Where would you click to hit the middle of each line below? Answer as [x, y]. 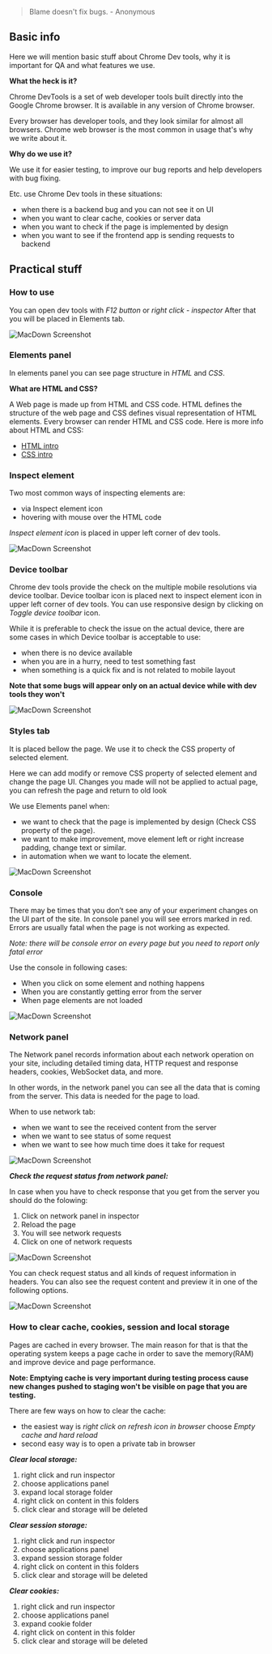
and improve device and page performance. [83, 1362]
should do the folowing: [49, 1201]
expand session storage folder [72, 1558]
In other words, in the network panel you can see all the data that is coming [135, 1087]
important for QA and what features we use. [82, 65]
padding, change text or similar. [74, 847]
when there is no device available [76, 653]
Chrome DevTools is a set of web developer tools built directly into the [126, 96]
